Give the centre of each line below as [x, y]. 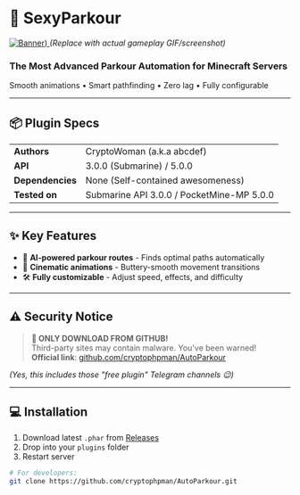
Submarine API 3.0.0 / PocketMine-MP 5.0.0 [180, 195]
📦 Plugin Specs [54, 123]
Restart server [48, 457]
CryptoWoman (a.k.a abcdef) [146, 152]
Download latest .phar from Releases [90, 438]
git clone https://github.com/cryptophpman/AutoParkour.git [124, 482]
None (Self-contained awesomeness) [165, 180]
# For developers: [43, 473]
